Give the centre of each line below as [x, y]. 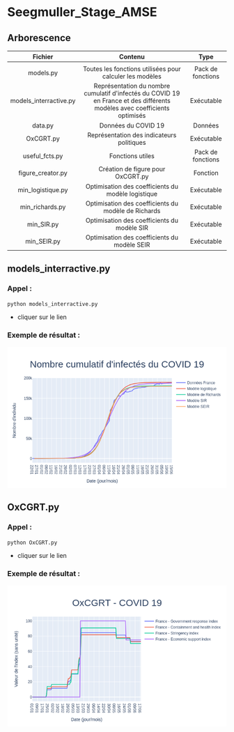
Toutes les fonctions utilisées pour [132, 69]
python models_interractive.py [53, 304]
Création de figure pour [132, 169]
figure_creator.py [43, 173]
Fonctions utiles [132, 156]
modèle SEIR [132, 245]
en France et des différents [132, 101]
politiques [132, 142]
